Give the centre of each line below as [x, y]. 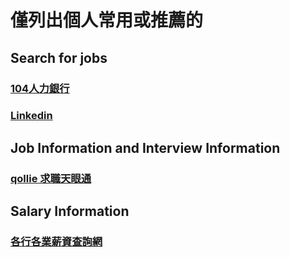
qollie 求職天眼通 [51, 178]
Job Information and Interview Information [145, 147]
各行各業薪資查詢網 [56, 242]
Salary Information [70, 211]
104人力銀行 [40, 88]
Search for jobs [59, 57]
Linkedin [31, 116]
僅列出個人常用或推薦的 [107, 20]
